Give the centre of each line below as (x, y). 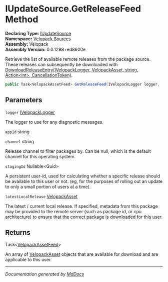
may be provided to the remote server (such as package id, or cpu (73, 211)
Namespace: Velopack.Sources (38, 39)
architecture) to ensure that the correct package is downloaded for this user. (84, 217)
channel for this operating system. (40, 156)
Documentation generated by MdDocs (44, 274)
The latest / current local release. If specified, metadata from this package (82, 206)
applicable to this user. (28, 260)
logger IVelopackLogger (30, 112)
